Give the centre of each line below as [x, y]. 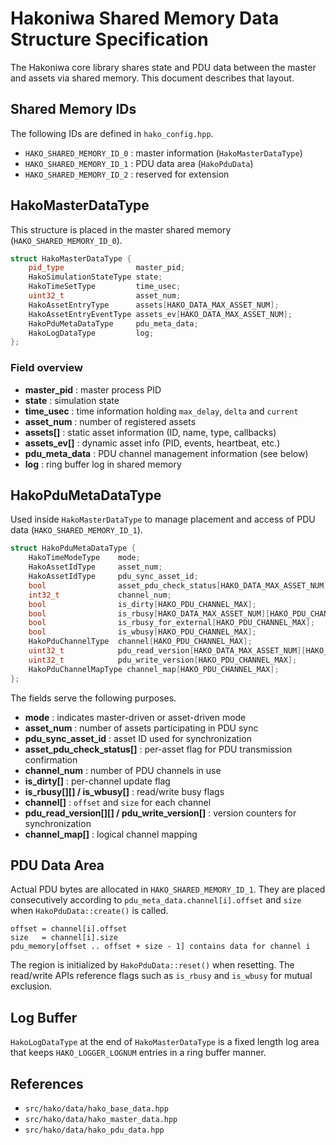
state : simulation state [72, 400]
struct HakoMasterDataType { [71, 258]
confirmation [51, 759]
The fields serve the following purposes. [93, 698]
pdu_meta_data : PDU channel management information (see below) [166, 453]
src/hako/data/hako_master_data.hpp [101, 1119]
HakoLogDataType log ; [91, 333]
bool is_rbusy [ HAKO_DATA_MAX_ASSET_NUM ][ [149, 613]
